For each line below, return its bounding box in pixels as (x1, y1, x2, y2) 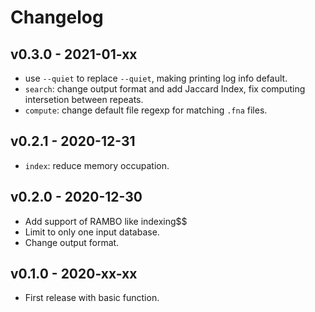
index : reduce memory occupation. (24, 159, 170, 171)
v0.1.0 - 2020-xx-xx (10, 266, 138, 283)
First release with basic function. (24, 292, 160, 304)
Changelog (10, 6, 104, 29)
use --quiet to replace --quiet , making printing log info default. (24, 72, 288, 84)
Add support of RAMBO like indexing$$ (24, 215, 188, 227)
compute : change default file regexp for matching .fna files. (24, 104, 268, 116)
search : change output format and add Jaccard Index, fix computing (24, 83, 306, 95)
